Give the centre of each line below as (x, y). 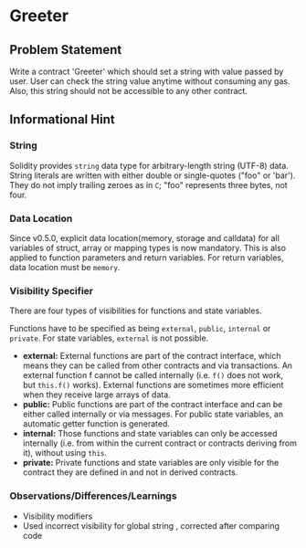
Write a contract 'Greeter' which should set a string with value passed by (147, 71)
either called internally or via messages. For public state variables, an (153, 414)
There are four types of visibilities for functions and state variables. (136, 311)
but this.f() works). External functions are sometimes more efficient (153, 385)
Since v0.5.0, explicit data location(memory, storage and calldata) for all (145, 237)
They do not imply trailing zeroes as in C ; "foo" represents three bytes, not (148, 184)
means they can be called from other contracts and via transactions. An (158, 365)
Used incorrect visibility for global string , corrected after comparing (151, 525)
